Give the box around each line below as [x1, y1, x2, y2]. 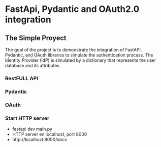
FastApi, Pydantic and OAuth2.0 [5, 3, 139, 15]
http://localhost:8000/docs [12, 137, 67, 143]
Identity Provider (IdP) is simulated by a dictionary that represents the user [5, 57, 157, 63]
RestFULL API [5, 75, 38, 82]
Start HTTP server [5, 115, 50, 122]
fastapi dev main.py [12, 126, 53, 132]
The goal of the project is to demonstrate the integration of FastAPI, [5, 47, 142, 52]
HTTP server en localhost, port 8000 [12, 131, 87, 137]
